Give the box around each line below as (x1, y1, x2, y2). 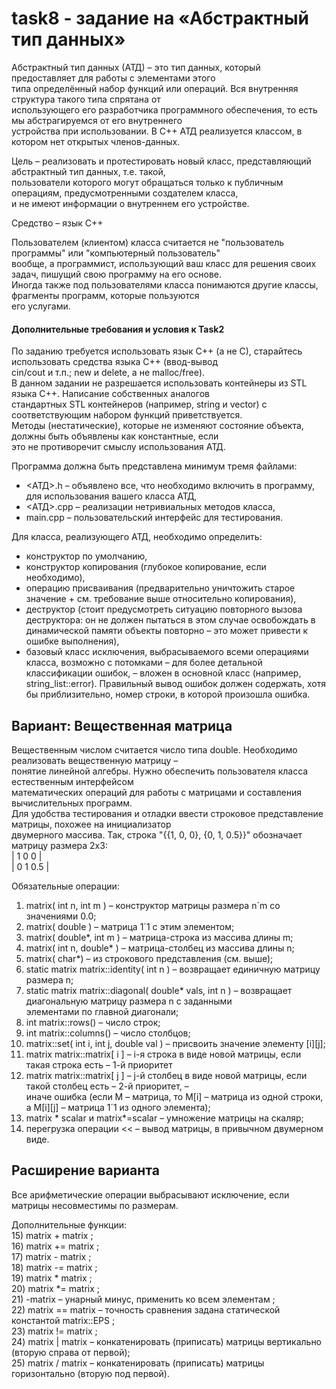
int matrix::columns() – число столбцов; (25, 1027, 191, 1039)
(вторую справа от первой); (11, 1346, 131, 1358)
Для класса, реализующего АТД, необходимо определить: (11, 531, 263, 543)
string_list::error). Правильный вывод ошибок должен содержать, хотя (25, 678, 326, 690)
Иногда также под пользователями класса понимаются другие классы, (11, 278, 319, 291)
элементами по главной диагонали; (25, 1005, 179, 1017)
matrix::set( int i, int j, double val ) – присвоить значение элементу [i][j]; (25, 1037, 326, 1049)
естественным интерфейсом (11, 775, 134, 787)
